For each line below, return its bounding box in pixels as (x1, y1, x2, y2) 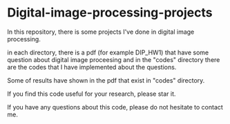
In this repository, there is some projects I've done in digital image (7, 28, 195, 36)
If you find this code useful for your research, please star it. (7, 90, 176, 98)
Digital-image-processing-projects (7, 5, 213, 21)
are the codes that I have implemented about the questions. (7, 63, 177, 71)
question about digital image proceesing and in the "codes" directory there (7, 55, 220, 63)
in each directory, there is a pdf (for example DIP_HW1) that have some (7, 48, 209, 56)
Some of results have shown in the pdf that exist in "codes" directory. (7, 76, 205, 84)
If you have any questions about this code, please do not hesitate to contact (7, 103, 223, 111)
